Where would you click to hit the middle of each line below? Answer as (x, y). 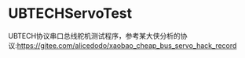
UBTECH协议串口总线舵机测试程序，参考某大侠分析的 (94, 36)
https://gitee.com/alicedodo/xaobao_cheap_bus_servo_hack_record (127, 45)
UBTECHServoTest (70, 14)
